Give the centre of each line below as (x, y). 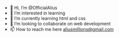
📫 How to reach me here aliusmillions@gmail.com (62, 29)
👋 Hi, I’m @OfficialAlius (33, 8)
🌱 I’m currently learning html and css (48, 18)
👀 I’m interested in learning (37, 13)
